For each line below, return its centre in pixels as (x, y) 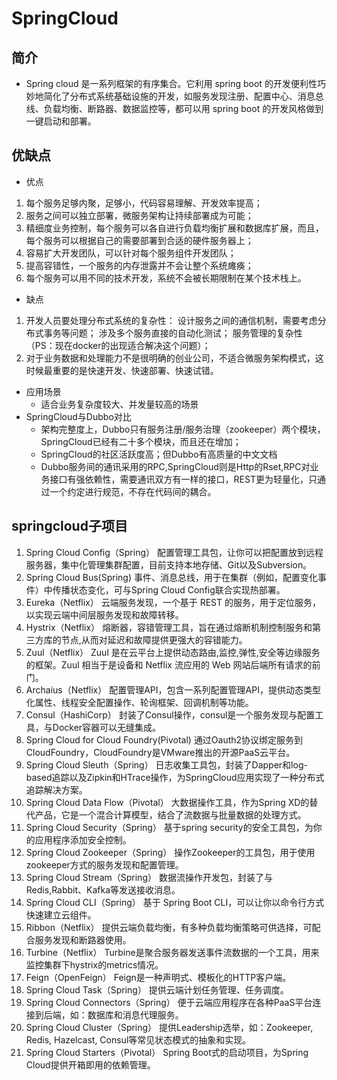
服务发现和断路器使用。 (83, 939)
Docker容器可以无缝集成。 (107, 727)
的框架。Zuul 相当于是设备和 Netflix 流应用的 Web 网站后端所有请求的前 (173, 664)
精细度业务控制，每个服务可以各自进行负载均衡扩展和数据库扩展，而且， (174, 228)
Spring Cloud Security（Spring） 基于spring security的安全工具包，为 (169, 827)
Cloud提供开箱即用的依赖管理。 (90, 1064)
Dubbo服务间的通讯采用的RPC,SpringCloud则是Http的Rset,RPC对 (175, 466)
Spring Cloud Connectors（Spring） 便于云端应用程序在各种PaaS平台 (169, 1002)
